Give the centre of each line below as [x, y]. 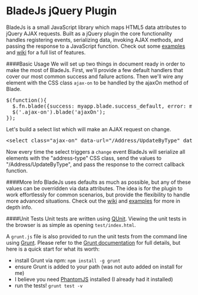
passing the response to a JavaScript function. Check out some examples [96, 46]
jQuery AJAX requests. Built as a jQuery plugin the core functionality [89, 33]
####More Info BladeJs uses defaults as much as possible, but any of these [99, 182]
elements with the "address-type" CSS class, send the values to [84, 158]
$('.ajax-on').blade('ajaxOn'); [59, 112]
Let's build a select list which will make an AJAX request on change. [89, 129]
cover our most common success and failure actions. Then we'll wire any [95, 76]
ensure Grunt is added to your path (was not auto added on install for [98, 267]
